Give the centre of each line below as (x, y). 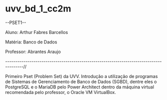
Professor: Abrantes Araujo (33, 51)
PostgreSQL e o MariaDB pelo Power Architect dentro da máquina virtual (80, 87)
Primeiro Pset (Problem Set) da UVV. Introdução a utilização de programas (82, 76)
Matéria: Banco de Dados (31, 42)
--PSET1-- (16, 22)
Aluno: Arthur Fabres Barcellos (37, 32)
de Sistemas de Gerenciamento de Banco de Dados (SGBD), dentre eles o (81, 81)
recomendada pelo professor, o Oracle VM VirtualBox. (61, 92)
